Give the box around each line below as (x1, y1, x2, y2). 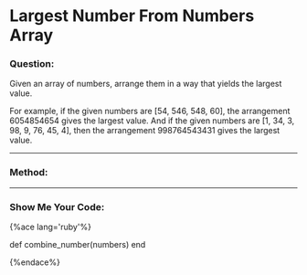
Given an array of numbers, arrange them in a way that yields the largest (9, 79, 282, 90)
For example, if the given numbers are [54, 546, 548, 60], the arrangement (9, 106, 291, 117)
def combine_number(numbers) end (9, 239, 146, 250)
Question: (9, 58, 55, 70)
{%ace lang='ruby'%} (9, 221, 91, 233)
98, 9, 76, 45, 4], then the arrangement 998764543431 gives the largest (9, 125, 281, 136)
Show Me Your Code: (9, 200, 105, 213)
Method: (9, 166, 48, 179)
